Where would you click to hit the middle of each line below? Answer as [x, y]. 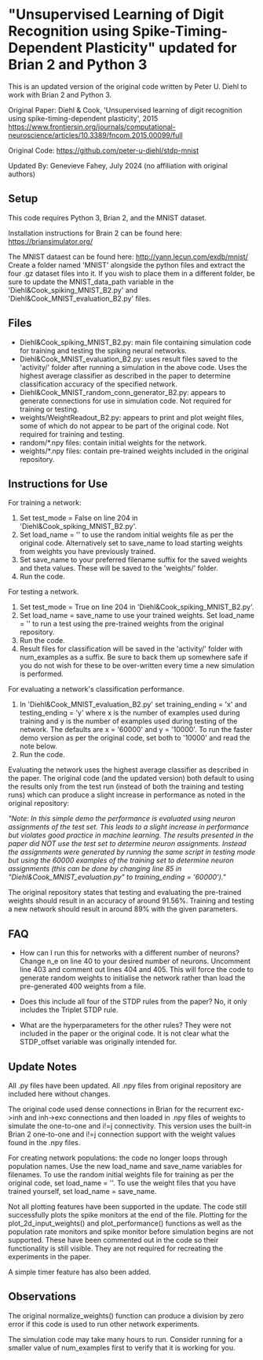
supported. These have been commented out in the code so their [113, 1240]
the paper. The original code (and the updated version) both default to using [131, 778]
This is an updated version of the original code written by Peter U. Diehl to [128, 86]
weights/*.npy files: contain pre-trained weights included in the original [134, 451]
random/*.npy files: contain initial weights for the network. [113, 442]
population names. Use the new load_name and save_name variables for [125, 1166]
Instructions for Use [58, 484]
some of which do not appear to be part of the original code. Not [124, 426]
